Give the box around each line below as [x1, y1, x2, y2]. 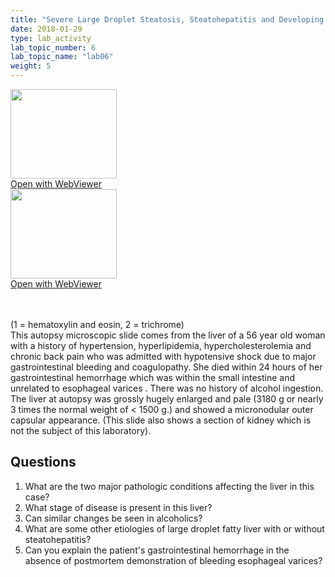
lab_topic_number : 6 [10, 42, 97, 53]
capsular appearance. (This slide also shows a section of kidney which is [10, 414, 312, 426]
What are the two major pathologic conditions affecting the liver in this [24, 480, 315, 492]
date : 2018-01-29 [10, 24, 83, 34]
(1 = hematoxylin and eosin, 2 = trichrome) [10, 319, 185, 330]
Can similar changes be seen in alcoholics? [24, 512, 203, 524]
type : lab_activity [10, 33, 92, 43]
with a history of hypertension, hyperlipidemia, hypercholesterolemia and [10, 340, 312, 351]
